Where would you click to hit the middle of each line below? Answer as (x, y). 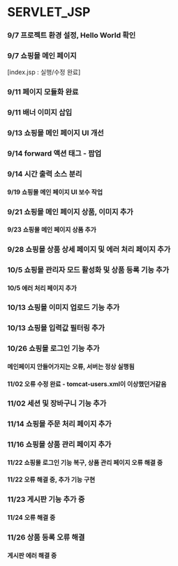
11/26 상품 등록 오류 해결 (46, 537)
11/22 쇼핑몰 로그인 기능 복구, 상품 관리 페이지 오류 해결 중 (85, 462)
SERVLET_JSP (49, 12)
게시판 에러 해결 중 (32, 555)
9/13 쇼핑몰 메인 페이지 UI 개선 (56, 133)
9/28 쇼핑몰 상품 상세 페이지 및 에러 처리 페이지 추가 (89, 250)
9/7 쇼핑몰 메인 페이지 (42, 56)
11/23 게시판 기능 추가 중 (46, 500)
